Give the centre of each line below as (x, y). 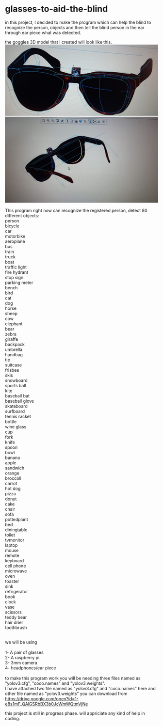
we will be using (21, 642)
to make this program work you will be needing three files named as (73, 678)
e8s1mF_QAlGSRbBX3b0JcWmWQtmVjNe (47, 704)
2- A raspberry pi (22, 657)
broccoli (13, 478)
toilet (10, 535)
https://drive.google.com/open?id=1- (42, 698)
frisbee (12, 370)
